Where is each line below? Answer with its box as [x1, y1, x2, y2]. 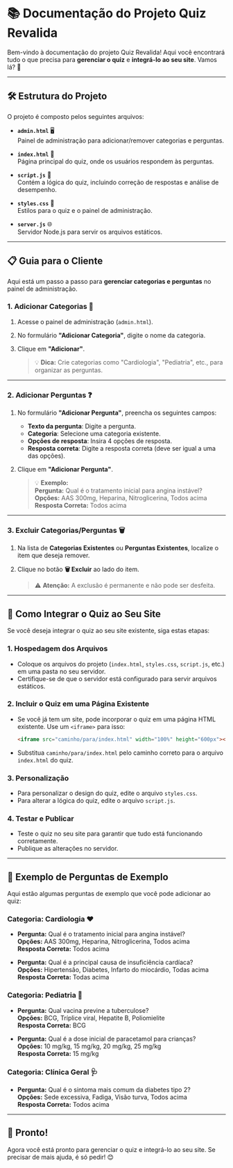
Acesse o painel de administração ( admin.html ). [17, 317, 154, 326]
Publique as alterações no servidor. [17, 845, 119, 853]
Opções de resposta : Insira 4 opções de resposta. [27, 437, 172, 445]
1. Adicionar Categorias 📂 [7, 302, 94, 312]
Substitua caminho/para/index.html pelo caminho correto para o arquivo [17, 749, 224, 757]
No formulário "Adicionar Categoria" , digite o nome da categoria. [17, 331, 206, 339]
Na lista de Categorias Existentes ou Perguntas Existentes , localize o [17, 544, 219, 552]
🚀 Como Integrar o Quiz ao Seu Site [7, 608, 162, 620]
